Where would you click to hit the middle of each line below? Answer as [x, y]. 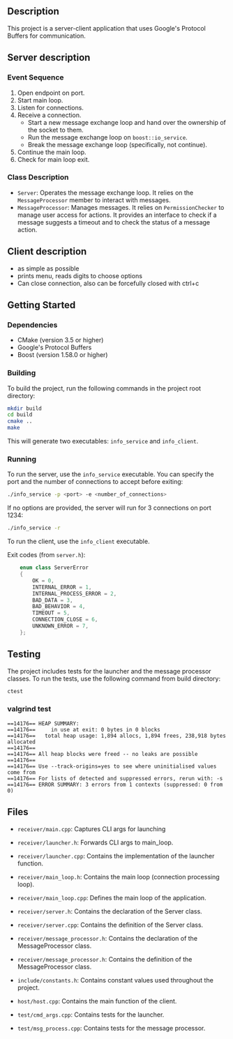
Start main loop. [40, 100]
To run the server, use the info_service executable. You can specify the [111, 474]
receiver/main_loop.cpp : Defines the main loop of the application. [112, 897]
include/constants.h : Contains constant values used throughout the [115, 980]
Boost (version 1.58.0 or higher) [62, 355]
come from [22, 772]
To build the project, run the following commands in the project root [104, 388]
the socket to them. [55, 130]
